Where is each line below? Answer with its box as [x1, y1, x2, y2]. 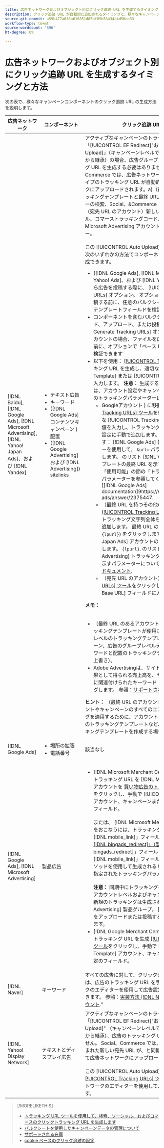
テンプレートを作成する [99, 728, 154, 735]
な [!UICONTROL [102, 417, 140, 423]
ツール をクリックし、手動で [93, 942, 157, 949]
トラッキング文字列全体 [102, 516, 155, 522]
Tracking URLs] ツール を [102, 409, 158, 416]
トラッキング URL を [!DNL [93, 776, 155, 783]
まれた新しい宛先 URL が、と [85, 1047, 151, 1054]
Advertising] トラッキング [102, 552, 161, 559]
